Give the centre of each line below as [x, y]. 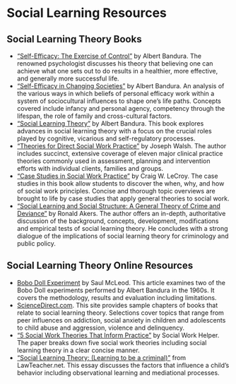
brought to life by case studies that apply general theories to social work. [123, 198]
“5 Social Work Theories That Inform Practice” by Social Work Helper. [118, 335]
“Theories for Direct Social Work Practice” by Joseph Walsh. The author [122, 146]
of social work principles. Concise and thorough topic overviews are [116, 191]
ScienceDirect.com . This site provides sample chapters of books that [117, 305]
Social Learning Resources [87, 13]
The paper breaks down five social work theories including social [112, 342]
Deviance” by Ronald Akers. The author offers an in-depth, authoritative [121, 214]
